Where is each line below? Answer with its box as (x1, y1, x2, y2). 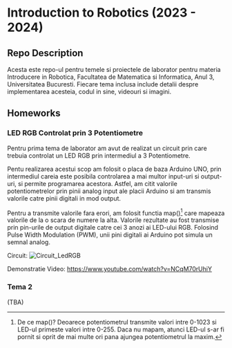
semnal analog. (7, 238, 50, 246)
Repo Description (7, 47, 84, 59)
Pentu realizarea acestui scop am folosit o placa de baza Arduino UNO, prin (7, 165, 222, 173)
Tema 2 (7, 282, 32, 292)
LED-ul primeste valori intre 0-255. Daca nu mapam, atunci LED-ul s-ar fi (17, 325, 224, 333)
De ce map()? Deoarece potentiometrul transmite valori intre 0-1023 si (17, 318, 217, 326)
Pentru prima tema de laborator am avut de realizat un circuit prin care (7, 144, 207, 152)
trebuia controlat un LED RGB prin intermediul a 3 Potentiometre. (7, 151, 191, 160)
